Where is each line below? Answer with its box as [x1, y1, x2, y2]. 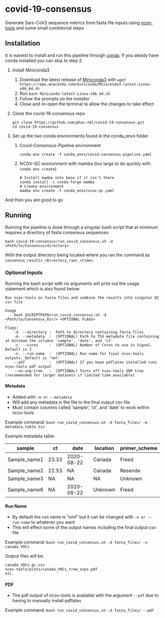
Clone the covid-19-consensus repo [12, 110, 85, 116]
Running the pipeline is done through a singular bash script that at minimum [5, 224, 158, 230]
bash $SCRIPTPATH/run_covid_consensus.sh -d [14, 312, 107, 317]
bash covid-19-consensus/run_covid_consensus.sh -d [5, 239, 113, 244]
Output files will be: [5, 553, 44, 559]
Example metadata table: [5, 433, 55, 439]
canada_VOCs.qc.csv [5, 562, 45, 568]
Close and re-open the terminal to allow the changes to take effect [19, 101, 154, 107]
